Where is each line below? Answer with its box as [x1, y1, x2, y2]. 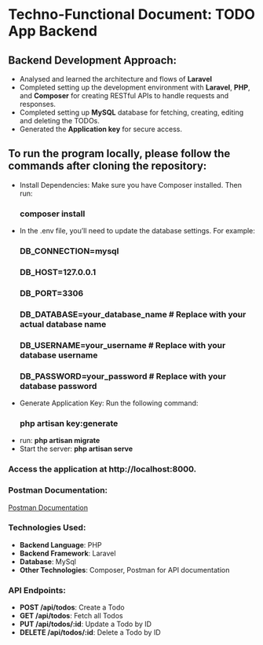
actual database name [19, 318, 107, 329]
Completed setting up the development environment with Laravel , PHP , [19, 82, 250, 92]
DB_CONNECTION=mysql [19, 246, 119, 257]
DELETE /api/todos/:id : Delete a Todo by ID [19, 628, 161, 637]
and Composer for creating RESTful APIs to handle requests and [19, 91, 229, 100]
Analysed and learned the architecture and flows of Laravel [19, 75, 213, 83]
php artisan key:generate [19, 418, 119, 429]
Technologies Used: [8, 522, 86, 533]
